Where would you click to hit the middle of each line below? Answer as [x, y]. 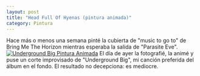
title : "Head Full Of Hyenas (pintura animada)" [69, 18]
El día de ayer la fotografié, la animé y [147, 54]
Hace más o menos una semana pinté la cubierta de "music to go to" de [96, 41]
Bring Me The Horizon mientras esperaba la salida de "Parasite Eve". [92, 47]
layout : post [23, 12]
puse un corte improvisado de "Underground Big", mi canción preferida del [100, 60]
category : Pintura [29, 23]
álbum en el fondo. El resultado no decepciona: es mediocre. [82, 66]
